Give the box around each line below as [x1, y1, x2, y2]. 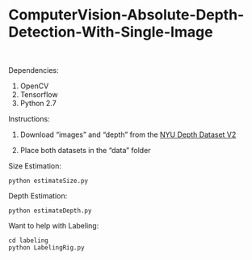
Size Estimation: [8, 160, 62, 171]
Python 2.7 [19, 98, 57, 108]
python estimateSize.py [8, 177, 89, 185]
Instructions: [8, 113, 50, 123]
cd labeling [8, 237, 48, 245]
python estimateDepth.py [8, 207, 92, 215]
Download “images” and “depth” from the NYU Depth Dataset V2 [19, 130, 237, 139]
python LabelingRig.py [8, 243, 85, 252]
